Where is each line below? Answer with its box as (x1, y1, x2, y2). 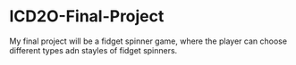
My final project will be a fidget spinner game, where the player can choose (9, 36, 288, 46)
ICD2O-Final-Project (9, 6, 165, 27)
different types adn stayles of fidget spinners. (9, 45, 178, 55)
